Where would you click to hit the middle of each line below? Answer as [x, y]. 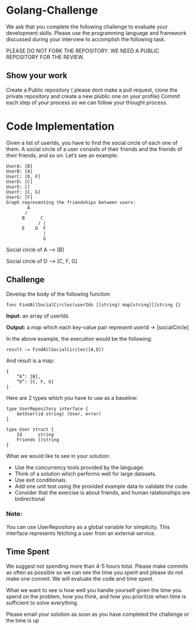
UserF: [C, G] [24, 192]
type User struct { [30, 429]
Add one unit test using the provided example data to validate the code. [102, 486]
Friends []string [38, 440]
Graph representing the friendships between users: [71, 202]
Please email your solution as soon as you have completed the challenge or [98, 614]
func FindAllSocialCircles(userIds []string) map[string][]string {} [94, 305]
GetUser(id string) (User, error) [59, 414]
